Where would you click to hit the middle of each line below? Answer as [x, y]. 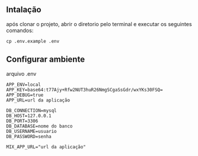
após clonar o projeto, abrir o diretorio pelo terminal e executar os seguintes [99, 24]
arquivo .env [21, 74]
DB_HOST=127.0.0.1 [29, 116]
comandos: [20, 30]
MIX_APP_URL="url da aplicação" [46, 147]
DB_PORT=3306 [22, 121]
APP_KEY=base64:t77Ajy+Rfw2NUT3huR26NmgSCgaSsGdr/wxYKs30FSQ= [84, 90]
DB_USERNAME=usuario [32, 131]
